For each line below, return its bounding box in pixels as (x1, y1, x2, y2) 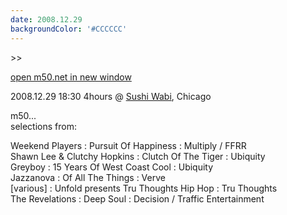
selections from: (10, 120, 77, 132)
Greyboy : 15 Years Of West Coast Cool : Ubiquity (10, 161, 214, 173)
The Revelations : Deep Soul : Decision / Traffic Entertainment (10, 192, 265, 205)
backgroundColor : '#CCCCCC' (10, 24, 128, 34)
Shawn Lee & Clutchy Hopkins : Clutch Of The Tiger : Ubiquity (10, 150, 266, 162)
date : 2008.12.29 (10, 14, 83, 25)
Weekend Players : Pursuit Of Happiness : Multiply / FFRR (10, 139, 247, 151)
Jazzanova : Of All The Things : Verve (10, 171, 166, 183)
